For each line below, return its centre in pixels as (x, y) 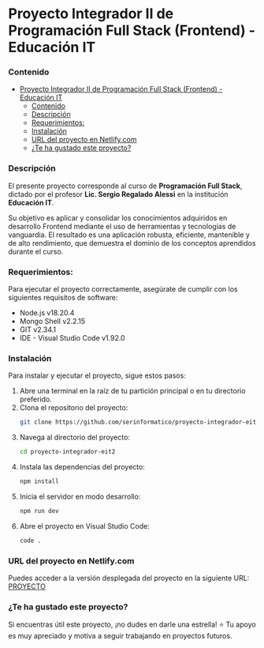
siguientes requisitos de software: (63, 298)
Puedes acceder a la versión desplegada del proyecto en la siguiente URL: (129, 578)
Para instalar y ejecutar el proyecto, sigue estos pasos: (97, 375)
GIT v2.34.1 (38, 330)
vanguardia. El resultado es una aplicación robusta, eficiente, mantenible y (129, 235)
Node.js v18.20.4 (47, 313)
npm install (39, 482)
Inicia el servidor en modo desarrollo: (80, 496)
